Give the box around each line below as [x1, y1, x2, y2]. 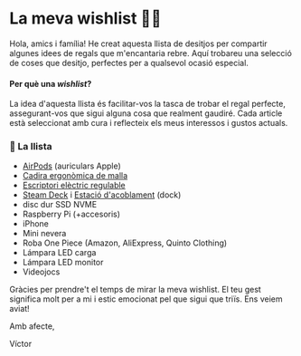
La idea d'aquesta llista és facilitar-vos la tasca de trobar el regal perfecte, [9, 99, 287, 110]
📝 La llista [9, 140, 52, 153]
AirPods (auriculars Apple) [22, 160, 122, 171]
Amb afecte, [9, 321, 55, 332]
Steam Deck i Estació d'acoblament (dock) [22, 189, 182, 200]
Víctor [9, 339, 33, 350]
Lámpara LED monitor [22, 257, 104, 268]
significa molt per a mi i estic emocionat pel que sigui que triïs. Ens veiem [9, 293, 283, 304]
